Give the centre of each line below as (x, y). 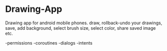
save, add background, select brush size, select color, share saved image (81, 28)
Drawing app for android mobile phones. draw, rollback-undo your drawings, (84, 23)
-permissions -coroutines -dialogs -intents (49, 43)
